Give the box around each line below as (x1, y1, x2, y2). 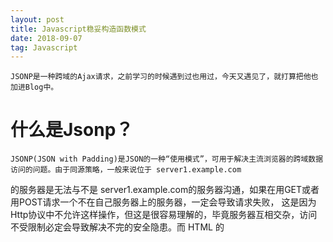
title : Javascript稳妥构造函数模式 (10, 24, 147, 34)
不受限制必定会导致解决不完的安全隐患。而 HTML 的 (10, 221, 225, 233)
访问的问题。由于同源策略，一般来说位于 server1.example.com (10, 165, 242, 175)
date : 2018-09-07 (10, 33, 83, 43)
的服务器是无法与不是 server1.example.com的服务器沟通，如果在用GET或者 (10, 184, 320, 196)
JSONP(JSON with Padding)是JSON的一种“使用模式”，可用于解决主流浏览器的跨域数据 (10, 154, 324, 165)
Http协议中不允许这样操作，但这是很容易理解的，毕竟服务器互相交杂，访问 (10, 209, 318, 221)
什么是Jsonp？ (10, 119, 134, 141)
